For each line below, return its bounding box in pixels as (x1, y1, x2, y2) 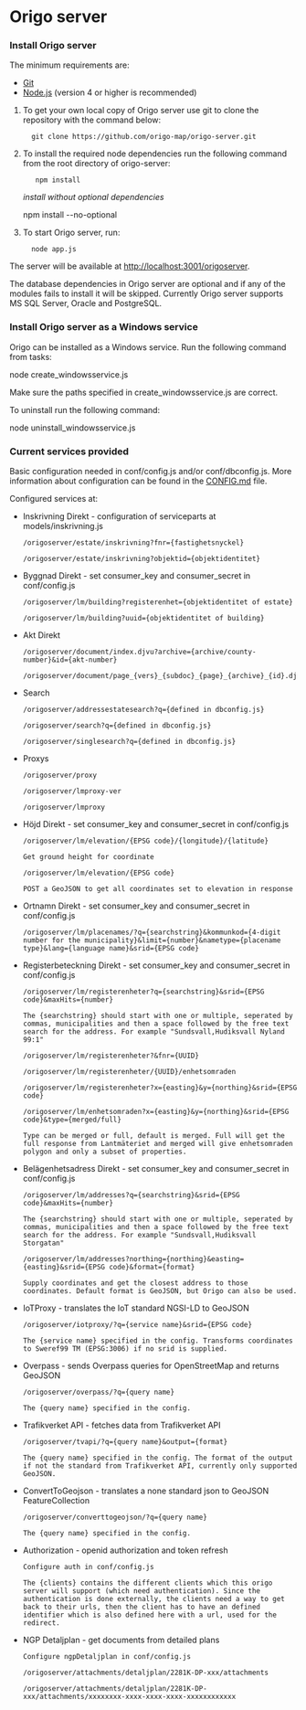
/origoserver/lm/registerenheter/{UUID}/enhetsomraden (22, 1067, 237, 1077)
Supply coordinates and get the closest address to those (22, 1279, 248, 1288)
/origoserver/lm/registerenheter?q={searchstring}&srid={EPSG (22, 987, 265, 997)
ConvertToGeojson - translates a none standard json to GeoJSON (22, 1485, 269, 1496)
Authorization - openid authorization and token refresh (22, 1545, 228, 1556)
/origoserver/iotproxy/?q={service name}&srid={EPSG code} (22, 1321, 253, 1330)
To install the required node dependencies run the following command (22, 148, 288, 159)
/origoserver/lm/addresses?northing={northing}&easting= (22, 1255, 245, 1264)
